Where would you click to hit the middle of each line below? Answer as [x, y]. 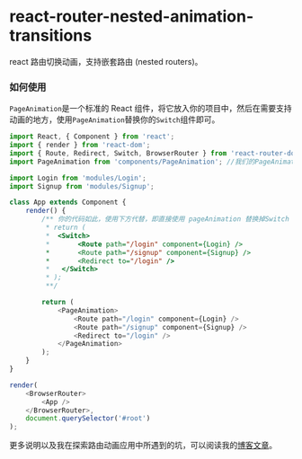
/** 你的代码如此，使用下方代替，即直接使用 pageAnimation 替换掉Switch [165, 219]
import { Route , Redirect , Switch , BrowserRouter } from [118, 153]
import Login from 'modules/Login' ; [78, 178]
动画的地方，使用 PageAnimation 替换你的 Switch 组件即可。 [115, 119]
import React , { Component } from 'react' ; [92, 137]
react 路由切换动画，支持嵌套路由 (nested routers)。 [106, 61]
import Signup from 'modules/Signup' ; [82, 186]
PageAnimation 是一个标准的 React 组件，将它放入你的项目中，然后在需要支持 [151, 109]
